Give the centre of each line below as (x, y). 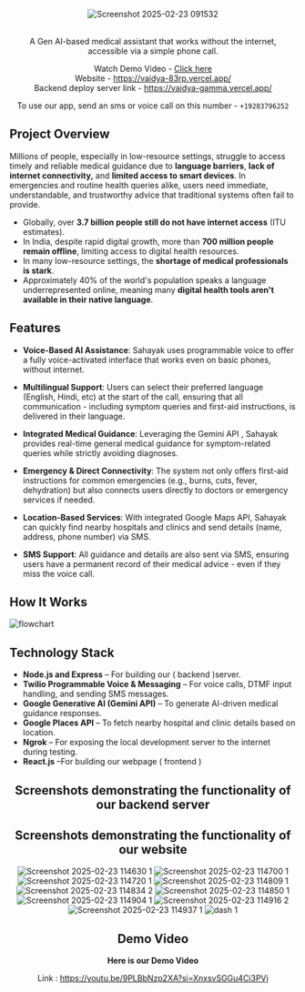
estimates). (44, 231)
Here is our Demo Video (153, 961)
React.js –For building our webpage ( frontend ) (112, 762)
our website (153, 850)
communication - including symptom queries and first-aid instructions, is (159, 406)
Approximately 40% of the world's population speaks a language (144, 280)
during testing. (50, 752)
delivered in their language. (74, 416)
